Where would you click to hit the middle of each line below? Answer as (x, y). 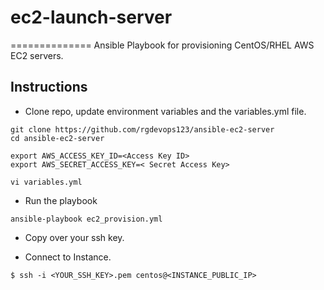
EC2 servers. (37, 55)
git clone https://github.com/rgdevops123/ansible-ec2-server (142, 129)
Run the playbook (61, 200)
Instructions (49, 87)
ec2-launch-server (91, 17)
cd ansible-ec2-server (57, 138)
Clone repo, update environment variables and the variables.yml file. (165, 111)
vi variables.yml (46, 182)
